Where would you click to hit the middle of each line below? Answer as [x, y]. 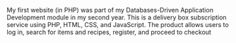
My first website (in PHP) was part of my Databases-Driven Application [110, 10]
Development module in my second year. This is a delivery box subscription [117, 17]
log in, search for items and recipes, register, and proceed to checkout [109, 32]
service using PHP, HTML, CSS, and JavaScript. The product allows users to [118, 25]
